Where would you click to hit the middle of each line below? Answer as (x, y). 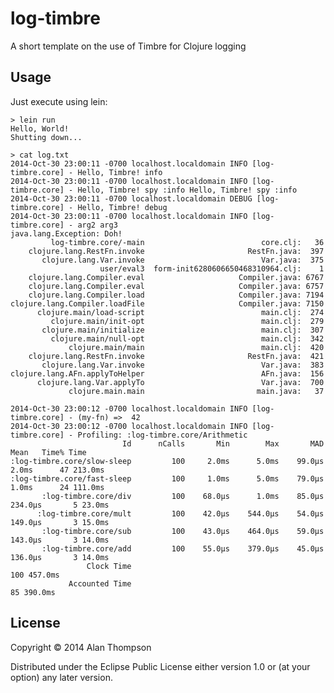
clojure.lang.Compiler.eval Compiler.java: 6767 (176, 277)
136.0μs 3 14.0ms (60, 557)
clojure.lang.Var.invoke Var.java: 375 (183, 260)
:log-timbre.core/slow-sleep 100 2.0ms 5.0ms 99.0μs (167, 461)
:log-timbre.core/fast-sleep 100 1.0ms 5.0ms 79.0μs (167, 478)
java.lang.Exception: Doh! (66, 233)
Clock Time (109, 566)
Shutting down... (46, 137)
